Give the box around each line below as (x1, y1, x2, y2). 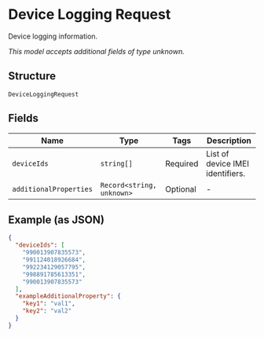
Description (207, 135, 251, 146)
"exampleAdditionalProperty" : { (15, 292, 122, 300)
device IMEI (206, 158, 250, 169)
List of (206, 148, 229, 159)
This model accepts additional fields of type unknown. (8, 46, 185, 56)
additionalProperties (12, 185, 93, 193)
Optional (164, 183, 196, 194)
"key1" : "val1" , (22, 300, 76, 308)
